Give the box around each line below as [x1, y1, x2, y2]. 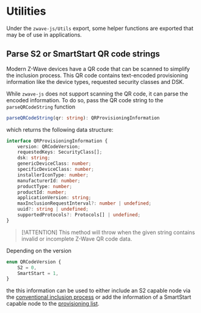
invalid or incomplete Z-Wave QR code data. [21, 235, 133, 243]
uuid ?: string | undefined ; [17, 206, 89, 213]
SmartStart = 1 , [17, 270, 59, 276]
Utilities [6, 4, 46, 18]
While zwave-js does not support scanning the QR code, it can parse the [6, 90, 188, 97]
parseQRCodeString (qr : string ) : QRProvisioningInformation [6, 115, 160, 121]
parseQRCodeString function [6, 103, 76, 110]
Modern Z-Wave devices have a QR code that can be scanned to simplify [6, 65, 191, 72]
